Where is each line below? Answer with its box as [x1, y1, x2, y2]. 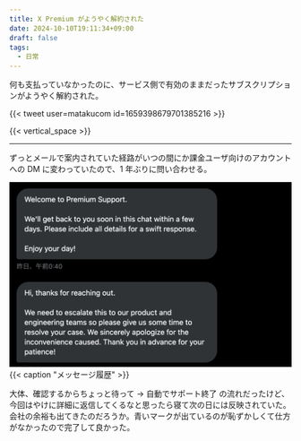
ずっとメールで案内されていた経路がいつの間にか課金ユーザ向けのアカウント [9, 152, 292, 163]
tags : [9, 43, 30, 52]
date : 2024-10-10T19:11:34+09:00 [9, 23, 134, 33]
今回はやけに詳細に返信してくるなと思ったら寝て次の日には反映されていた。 [9, 399, 291, 410]
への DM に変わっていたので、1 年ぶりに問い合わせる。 [9, 164, 212, 175]
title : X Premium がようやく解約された [9, 14, 145, 23]
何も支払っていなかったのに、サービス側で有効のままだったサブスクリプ [9, 79, 276, 90]
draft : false [9, 33, 58, 42]
